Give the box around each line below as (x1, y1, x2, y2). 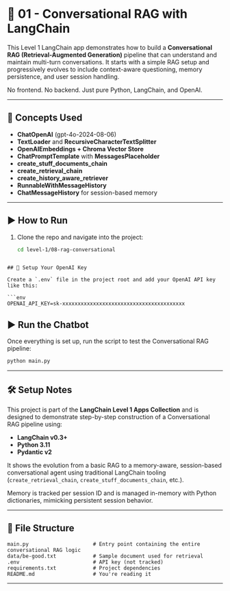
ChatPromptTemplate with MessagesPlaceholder (16, 152, 160, 160)
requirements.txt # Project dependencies (7, 564, 161, 571)
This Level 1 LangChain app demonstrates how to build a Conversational (7, 43, 213, 51)
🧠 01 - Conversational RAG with (7, 6, 188, 22)
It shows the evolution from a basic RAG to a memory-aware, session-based (7, 461, 222, 469)
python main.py (7, 357, 51, 365)
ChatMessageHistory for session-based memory (16, 188, 157, 197)
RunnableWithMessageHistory (16, 181, 107, 189)
